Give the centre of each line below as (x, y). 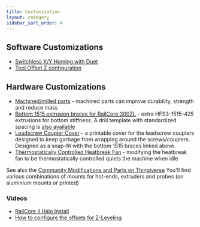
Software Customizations (55, 47)
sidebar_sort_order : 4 (34, 23)
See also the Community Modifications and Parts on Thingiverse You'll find (99, 170)
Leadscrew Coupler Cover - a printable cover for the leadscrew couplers (104, 133)
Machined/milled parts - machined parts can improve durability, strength (104, 101)
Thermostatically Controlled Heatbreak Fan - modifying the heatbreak (101, 152)
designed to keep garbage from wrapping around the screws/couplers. (102, 139)
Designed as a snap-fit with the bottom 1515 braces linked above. (95, 146)
